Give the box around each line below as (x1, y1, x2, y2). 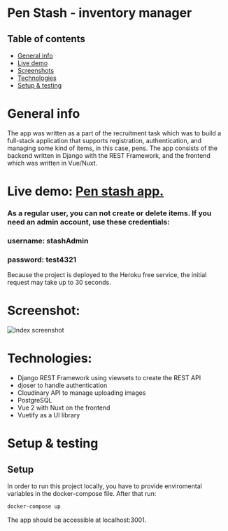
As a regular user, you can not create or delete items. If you (7, 208, 212, 218)
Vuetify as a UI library (17, 411, 80, 419)
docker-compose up (7, 503, 61, 510)
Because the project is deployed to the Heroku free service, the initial (7, 271, 207, 279)
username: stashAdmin (7, 236, 89, 246)
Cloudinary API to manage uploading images (17, 389, 146, 397)
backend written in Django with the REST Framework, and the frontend (7, 151, 211, 159)
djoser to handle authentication (17, 381, 108, 390)
